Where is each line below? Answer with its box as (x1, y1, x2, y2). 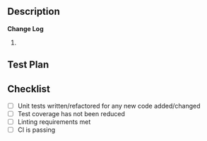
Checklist (7, 83, 51, 95)
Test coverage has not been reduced (17, 110, 126, 118)
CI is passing (17, 125, 56, 134)
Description (7, 6, 60, 18)
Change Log (7, 24, 44, 33)
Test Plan (7, 59, 49, 71)
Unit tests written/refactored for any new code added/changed (17, 102, 201, 111)
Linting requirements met (17, 118, 91, 126)
